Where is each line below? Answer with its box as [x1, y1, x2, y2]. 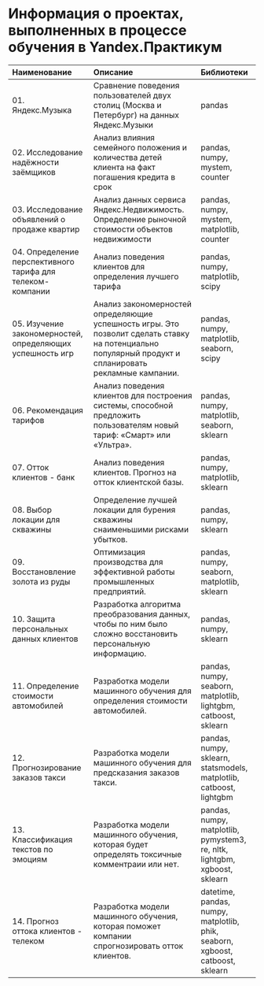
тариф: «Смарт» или [93, 429, 171, 440]
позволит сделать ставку [93, 328, 190, 339]
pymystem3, [200, 834, 247, 845]
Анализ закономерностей [93, 298, 192, 310]
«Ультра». [93, 439, 132, 450]
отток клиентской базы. [93, 476, 185, 487]
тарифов [12, 414, 45, 425]
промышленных [93, 576, 155, 587]
